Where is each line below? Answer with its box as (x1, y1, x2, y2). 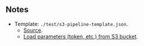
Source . (23, 27, 43, 34)
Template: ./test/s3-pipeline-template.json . (14, 20, 128, 27)
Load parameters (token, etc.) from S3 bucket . (23, 32, 139, 40)
